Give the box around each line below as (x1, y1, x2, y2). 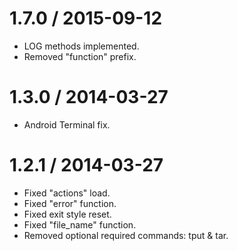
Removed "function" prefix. (23, 50, 137, 62)
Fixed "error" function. (23, 197, 117, 209)
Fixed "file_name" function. (23, 218, 137, 231)
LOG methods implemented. (23, 40, 140, 52)
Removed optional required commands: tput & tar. (23, 229, 229, 241)
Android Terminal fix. (23, 118, 111, 131)
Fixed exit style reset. (23, 208, 112, 220)
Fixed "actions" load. (23, 187, 111, 199)
